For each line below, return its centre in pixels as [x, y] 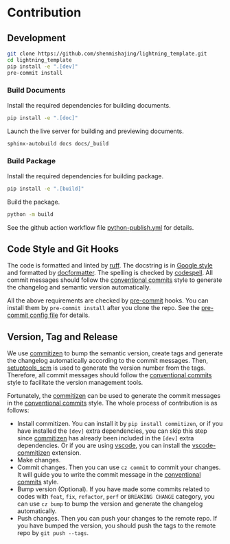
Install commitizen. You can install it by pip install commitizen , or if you [120, 424]
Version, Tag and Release [62, 336]
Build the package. [34, 202]
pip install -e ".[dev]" [43, 67]
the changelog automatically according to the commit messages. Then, [107, 361]
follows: [18, 410]
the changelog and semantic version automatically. [79, 287]
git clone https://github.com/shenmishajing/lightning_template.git [107, 54]
